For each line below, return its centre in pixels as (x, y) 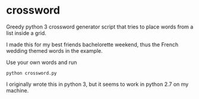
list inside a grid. (26, 33)
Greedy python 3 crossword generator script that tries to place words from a (100, 27)
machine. (18, 90)
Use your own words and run (42, 62)
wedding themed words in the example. (54, 50)
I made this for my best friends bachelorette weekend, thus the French (92, 44)
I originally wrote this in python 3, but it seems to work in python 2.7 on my (97, 84)
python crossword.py (32, 73)
